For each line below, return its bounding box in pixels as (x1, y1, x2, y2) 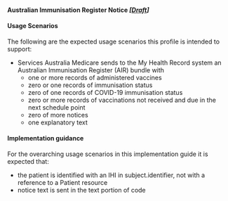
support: (7, 44, 32, 53)
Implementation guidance (7, 134, 84, 143)
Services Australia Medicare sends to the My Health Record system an (17, 58, 222, 67)
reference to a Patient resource (17, 179, 108, 186)
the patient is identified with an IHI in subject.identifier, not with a (17, 171, 206, 179)
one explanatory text (27, 118, 88, 127)
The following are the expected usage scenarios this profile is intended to (7, 37, 220, 46)
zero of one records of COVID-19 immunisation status (27, 88, 183, 96)
